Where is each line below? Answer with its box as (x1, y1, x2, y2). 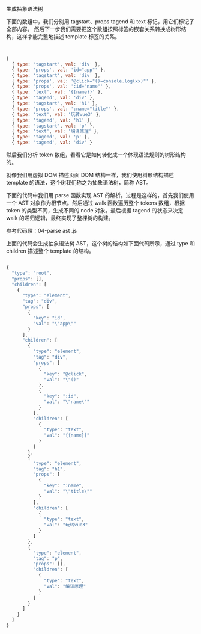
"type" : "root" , (11, 270, 52, 276)
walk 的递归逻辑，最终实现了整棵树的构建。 (6, 214, 114, 221)
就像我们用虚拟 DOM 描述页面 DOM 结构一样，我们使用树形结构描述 (6, 171, 174, 179)
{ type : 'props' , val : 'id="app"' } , (11, 67, 106, 73)
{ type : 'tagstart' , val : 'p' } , (11, 123, 95, 129)
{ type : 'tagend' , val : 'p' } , (11, 134, 90, 140)
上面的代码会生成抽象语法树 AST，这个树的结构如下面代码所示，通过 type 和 (6, 240, 195, 247)
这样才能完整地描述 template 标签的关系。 (16, 33, 121, 40)
